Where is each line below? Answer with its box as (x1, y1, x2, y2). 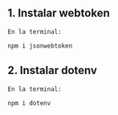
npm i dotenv (7, 99, 51, 107)
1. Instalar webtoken (7, 6, 110, 20)
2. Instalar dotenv (7, 64, 98, 77)
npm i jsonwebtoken (7, 42, 73, 50)
